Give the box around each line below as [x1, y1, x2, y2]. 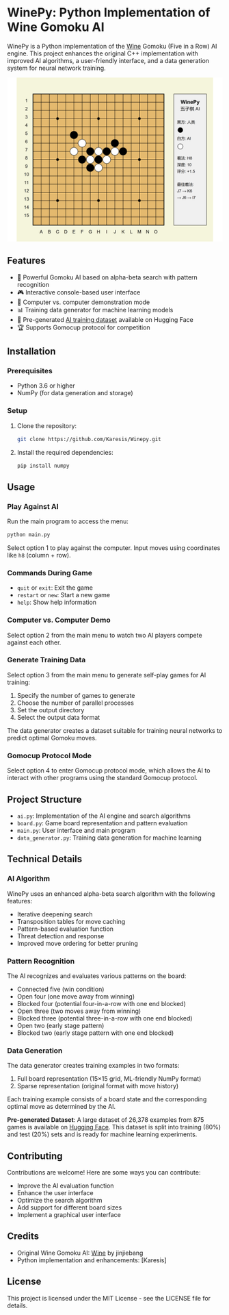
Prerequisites [7, 366, 53, 375]
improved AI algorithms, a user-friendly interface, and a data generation [7, 56, 210, 64]
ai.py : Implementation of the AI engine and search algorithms [16, 812, 191, 820]
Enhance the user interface [16, 1189, 94, 1197]
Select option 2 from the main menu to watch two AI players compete [7, 631, 203, 639]
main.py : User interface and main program [16, 826, 136, 834]
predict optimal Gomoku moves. [7, 734, 97, 742]
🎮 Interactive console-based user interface [16, 288, 141, 296]
